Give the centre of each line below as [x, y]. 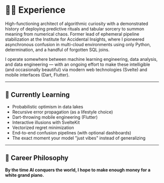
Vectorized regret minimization [43, 128]
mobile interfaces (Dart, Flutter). [37, 75]
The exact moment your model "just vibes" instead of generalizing [79, 138]
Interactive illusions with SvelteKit [46, 122]
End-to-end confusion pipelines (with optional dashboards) [72, 132]
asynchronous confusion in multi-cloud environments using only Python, [78, 44]
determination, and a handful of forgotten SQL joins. [57, 50]
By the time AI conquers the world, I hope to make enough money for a [78, 170]
